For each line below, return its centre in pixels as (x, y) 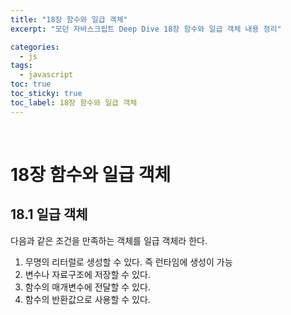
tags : (21, 66)
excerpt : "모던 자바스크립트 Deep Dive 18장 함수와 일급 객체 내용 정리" (146, 29)
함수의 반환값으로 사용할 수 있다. (87, 299)
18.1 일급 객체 (49, 214)
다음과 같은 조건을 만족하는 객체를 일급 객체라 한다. (109, 240)
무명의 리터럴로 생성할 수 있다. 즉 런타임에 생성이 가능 (128, 262)
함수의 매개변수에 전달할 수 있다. (87, 287)
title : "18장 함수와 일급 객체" (69, 19)
